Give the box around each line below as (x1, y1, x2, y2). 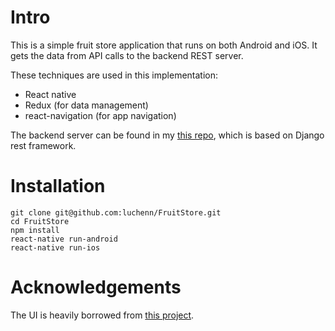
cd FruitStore (10, 216, 70, 226)
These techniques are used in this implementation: (10, 69, 219, 81)
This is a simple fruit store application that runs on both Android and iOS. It (10, 39, 318, 51)
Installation (10, 175, 106, 198)
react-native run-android (10, 234, 118, 244)
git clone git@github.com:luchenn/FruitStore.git (10, 207, 222, 218)
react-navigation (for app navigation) (24, 109, 177, 121)
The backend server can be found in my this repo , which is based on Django (10, 129, 325, 141)
